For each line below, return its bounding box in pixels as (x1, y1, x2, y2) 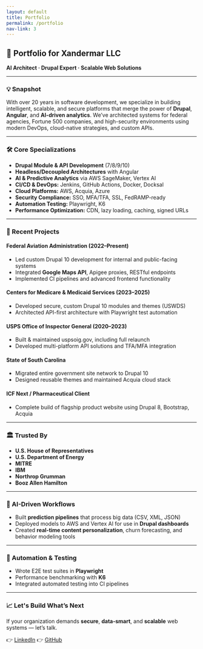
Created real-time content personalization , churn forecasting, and (14, 527, 182, 534)
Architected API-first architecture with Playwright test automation (14, 308, 178, 316)
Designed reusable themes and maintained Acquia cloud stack (14, 376, 171, 383)
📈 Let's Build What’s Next (6, 601, 85, 610)
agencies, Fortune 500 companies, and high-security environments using (6, 118, 189, 125)
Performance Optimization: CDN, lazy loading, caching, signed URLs (14, 206, 189, 214)
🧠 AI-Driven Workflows (6, 500, 76, 508)
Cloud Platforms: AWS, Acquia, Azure (14, 187, 111, 194)
